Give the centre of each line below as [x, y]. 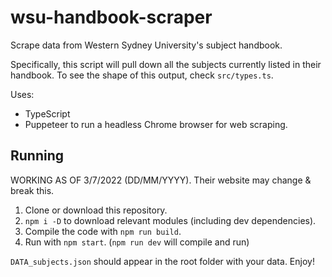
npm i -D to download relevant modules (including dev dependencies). [170, 220]
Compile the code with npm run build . [103, 231]
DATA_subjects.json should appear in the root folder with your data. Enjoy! [162, 261]
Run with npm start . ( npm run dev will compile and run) [137, 242]
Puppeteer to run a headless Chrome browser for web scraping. [156, 124]
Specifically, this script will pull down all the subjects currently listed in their [166, 64]
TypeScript [47, 113]
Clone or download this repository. [96, 210]
